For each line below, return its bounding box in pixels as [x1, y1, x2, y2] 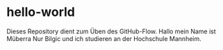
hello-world [6, 4, 76, 20]
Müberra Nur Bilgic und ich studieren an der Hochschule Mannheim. [6, 34, 202, 42]
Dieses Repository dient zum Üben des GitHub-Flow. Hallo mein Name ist [6, 27, 216, 35]
